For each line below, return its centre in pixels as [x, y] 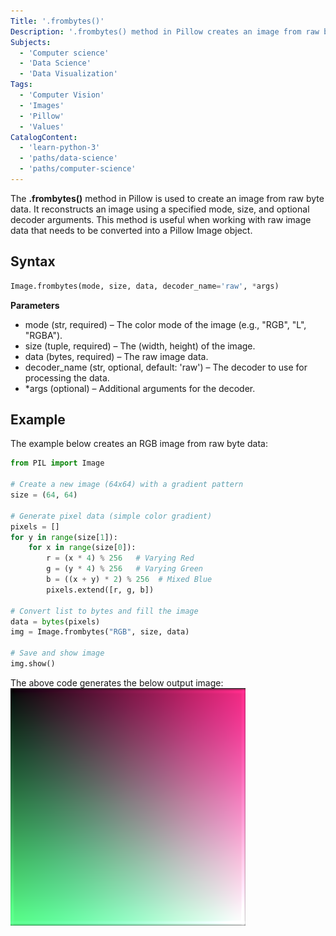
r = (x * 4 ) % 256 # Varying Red [120, 558]
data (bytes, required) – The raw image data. [116, 356]
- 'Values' [42, 126]
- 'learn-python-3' [60, 148]
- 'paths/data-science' [68, 158]
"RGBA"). [43, 335]
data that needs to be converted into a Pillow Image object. [131, 230]
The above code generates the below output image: [117, 682]
